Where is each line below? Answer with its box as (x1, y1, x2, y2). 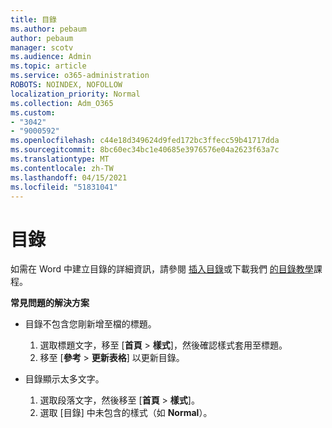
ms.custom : (10, 107, 56, 118)
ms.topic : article (10, 61, 87, 71)
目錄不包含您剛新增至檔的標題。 (24, 318, 157, 330)
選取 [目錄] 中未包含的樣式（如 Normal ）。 (39, 407, 213, 419)
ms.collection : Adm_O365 (10, 98, 114, 108)
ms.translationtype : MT (10, 154, 110, 164)
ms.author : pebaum (10, 24, 87, 34)
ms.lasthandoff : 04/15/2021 (10, 172, 128, 183)
